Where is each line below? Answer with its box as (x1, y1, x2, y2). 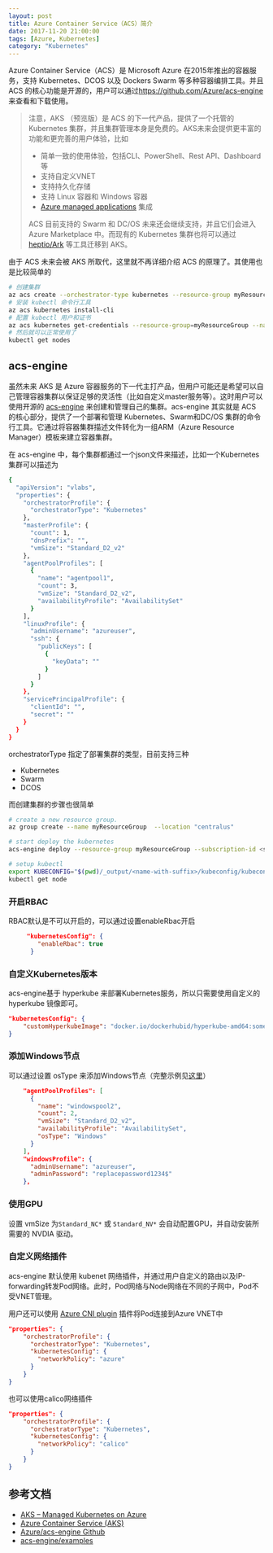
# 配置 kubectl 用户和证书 (8, 313, 91, 322)
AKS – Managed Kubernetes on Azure (19, 1509, 147, 1519)
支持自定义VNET (40, 172, 96, 182)
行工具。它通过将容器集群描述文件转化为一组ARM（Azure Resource (8, 422, 235, 431)
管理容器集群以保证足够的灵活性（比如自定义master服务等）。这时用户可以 (15, 392, 263, 401)
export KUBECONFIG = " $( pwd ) (8, 868, 100, 876)
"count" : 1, (29, 529, 71, 537)
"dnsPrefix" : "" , (29, 536, 89, 545)
